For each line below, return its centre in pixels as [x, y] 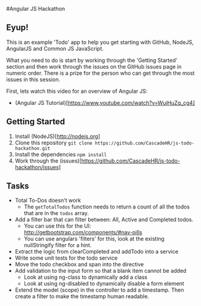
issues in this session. [33, 79]
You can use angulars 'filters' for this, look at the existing [94, 239]
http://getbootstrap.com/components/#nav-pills [83, 233]
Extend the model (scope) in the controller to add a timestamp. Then [99, 290]
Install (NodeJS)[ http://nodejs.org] [57, 136]
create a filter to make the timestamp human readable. [82, 296]
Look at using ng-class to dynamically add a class [85, 277]
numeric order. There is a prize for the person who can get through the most [100, 73]
